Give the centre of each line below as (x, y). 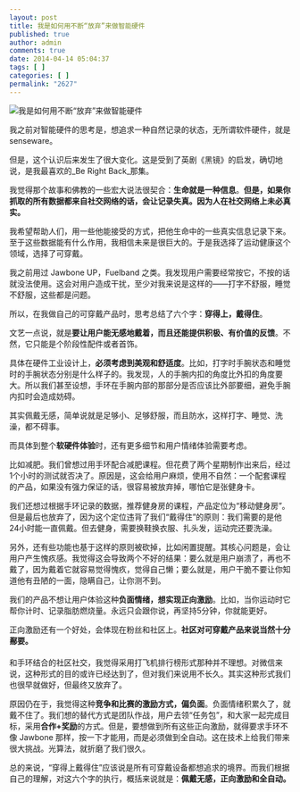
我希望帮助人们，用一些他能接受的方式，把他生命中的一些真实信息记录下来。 (150, 231)
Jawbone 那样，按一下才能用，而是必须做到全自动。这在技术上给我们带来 (154, 737)
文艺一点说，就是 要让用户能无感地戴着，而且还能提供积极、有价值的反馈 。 (146, 332)
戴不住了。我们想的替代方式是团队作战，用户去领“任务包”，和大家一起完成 (146, 714)
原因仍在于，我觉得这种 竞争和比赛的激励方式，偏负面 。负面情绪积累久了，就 (150, 704)
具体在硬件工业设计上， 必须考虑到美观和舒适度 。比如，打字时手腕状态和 (142, 363)
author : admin (36, 42)
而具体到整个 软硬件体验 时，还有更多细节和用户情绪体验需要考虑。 (130, 445)
